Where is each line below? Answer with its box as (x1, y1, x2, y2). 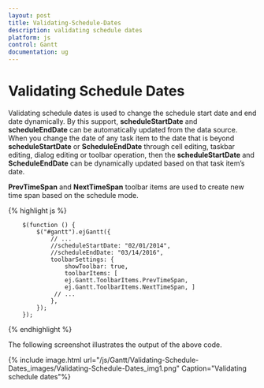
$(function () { (22, 221, 76, 229)
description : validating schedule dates (8, 26, 143, 34)
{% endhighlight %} (8, 324, 73, 334)
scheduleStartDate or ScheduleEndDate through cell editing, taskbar (8, 141, 235, 151)
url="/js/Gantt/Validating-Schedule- (83, 355, 199, 364)
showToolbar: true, (64, 262, 128, 270)
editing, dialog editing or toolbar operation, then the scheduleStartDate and (8, 150, 255, 159)
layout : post (8, 11, 51, 20)
